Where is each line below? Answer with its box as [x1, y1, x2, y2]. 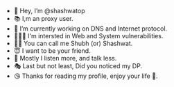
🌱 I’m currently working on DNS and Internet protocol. [13, 24, 168, 33]
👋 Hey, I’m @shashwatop [13, 7, 85, 15]
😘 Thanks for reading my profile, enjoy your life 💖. [13, 72, 158, 80]
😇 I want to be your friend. [13, 47, 92, 55]
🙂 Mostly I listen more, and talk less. [13, 54, 117, 62]
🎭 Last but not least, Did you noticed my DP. [13, 62, 143, 70]
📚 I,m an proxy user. [13, 15, 73, 22]
